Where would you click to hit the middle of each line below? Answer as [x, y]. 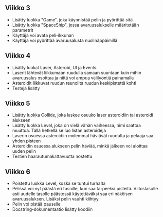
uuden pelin [24, 151]
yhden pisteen [27, 141]
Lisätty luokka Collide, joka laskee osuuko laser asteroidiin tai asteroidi [82, 115]
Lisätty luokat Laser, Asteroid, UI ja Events [54, 67]
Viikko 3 [18, 8]
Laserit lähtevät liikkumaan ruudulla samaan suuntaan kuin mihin [77, 72]
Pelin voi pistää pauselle [36, 204]
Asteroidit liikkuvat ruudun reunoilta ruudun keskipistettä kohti [74, 83]
